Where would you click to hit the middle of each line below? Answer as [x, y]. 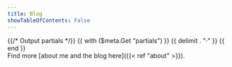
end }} [17, 48]
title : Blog [25, 14]
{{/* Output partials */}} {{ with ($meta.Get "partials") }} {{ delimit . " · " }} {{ [116, 40]
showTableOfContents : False [49, 20]
